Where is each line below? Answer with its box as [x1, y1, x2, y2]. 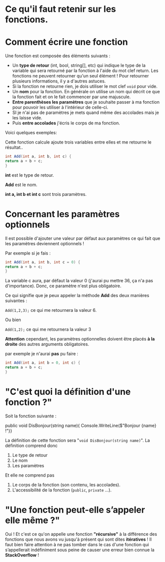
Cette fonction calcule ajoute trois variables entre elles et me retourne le [5, 139, 152, 145]
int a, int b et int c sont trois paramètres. [5, 191, 87, 197]
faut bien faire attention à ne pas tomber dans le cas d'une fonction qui [5, 541, 149, 547]
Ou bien [5, 317, 21, 323]
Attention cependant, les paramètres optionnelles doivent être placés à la [5, 336, 155, 342]
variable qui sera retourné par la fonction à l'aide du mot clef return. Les [12, 68, 159, 74]
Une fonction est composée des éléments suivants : [5, 53, 111, 59]
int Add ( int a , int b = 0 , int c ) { [5, 360, 80, 366]
